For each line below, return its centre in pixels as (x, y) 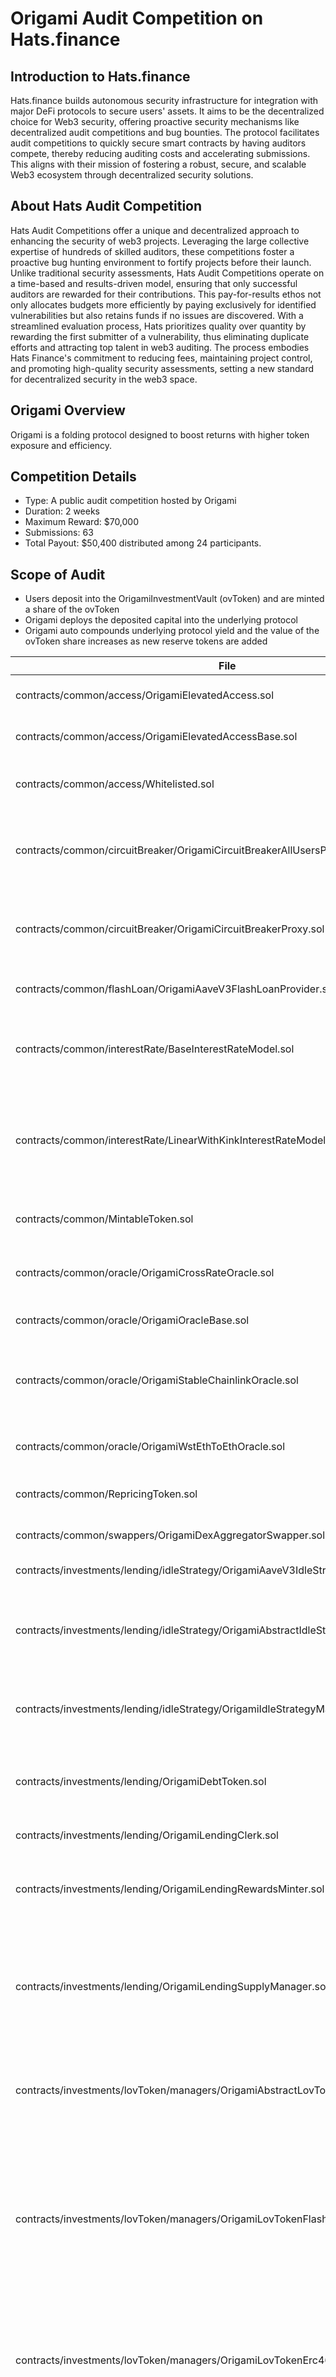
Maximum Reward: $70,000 (82, 522)
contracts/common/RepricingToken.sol (106, 1494)
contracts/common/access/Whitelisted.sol (115, 784)
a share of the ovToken (72, 609)
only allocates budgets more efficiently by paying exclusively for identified (163, 304)
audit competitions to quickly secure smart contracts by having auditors (158, 143)
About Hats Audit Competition (106, 206)
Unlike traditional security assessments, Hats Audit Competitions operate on (167, 273)
